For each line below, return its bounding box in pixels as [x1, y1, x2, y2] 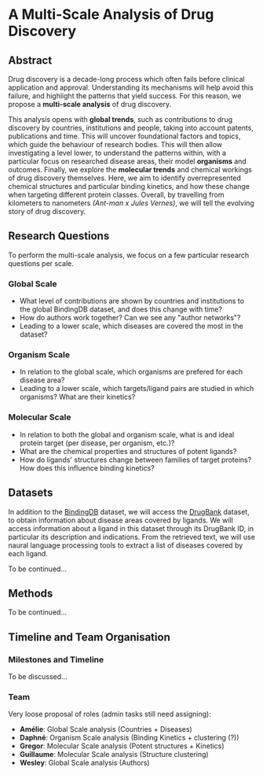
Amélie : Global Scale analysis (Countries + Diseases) [19, 725, 192, 734]
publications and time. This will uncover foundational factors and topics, [8, 131, 241, 141]
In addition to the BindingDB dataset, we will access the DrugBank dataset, [8, 507, 250, 516]
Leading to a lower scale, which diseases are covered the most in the [19, 321, 243, 331]
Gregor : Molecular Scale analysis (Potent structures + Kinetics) [19, 741, 225, 751]
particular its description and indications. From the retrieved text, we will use [8, 532, 255, 541]
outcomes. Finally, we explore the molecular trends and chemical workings [8, 165, 253, 174]
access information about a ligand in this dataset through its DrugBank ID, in [8, 523, 254, 533]
